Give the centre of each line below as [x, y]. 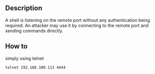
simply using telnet [24, 58]
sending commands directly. [34, 31]
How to [16, 46]
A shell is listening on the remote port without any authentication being [78, 20]
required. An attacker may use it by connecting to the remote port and [77, 25]
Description [24, 8]
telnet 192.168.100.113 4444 [35, 67]
